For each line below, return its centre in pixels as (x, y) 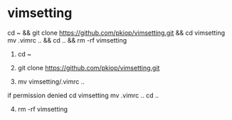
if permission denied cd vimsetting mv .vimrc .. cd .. (83, 95)
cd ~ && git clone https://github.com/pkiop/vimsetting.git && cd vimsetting (116, 33)
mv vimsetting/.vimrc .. (51, 81)
